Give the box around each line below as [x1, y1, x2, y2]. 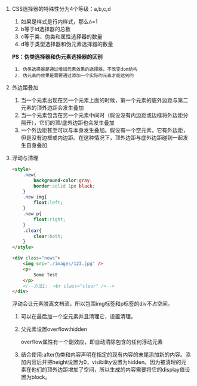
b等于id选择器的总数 [20, 26, 71, 32]
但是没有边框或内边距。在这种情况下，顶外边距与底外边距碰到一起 [20, 134, 183, 141]
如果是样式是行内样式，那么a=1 [20, 18, 98, 25]
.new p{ [23, 211, 42, 217]
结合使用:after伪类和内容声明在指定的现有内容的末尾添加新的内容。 [20, 351, 186, 358]
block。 [31, 373, 51, 381]
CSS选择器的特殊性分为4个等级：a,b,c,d [11, 5, 112, 12]
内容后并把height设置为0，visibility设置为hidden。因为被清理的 [26, 358, 181, 366]
